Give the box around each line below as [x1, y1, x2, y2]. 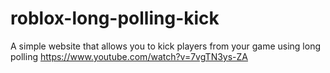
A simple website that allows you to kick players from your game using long [10, 40, 322, 52]
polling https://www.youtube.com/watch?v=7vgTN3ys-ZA [10, 50, 248, 62]
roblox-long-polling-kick [10, 7, 220, 30]
